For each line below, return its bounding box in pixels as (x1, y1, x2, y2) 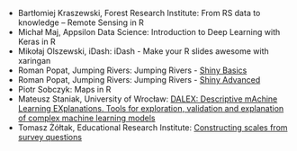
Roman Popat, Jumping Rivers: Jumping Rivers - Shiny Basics (17, 65, 247, 75)
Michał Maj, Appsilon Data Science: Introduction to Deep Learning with (17, 27, 281, 37)
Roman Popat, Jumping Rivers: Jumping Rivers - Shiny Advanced (17, 75, 261, 84)
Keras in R (17, 36, 56, 47)
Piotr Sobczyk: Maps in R (17, 84, 112, 94)
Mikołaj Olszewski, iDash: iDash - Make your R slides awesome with (17, 46, 270, 57)
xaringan (17, 56, 51, 66)
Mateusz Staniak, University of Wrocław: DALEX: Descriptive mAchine (17, 93, 278, 104)
